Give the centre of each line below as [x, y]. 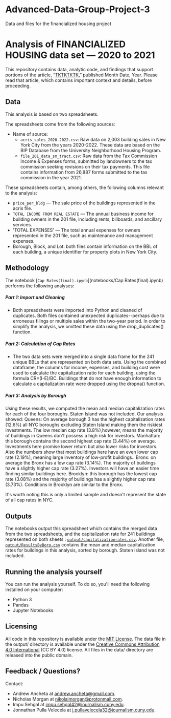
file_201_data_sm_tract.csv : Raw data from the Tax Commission [89, 156]
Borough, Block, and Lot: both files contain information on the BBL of [85, 246]
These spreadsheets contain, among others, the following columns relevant [85, 187]
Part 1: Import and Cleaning [35, 298]
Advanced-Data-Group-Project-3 [78, 9]
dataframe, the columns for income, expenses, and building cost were [86, 368]
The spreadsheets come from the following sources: [60, 124]
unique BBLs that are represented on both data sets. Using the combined [89, 362]
